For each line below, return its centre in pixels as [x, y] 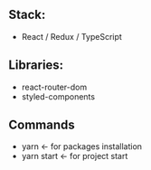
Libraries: [36, 66]
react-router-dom [54, 87]
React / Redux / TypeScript [72, 36]
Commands [42, 125]
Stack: [27, 15]
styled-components [58, 96]
